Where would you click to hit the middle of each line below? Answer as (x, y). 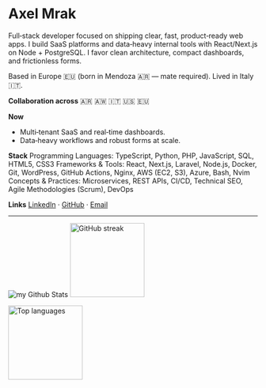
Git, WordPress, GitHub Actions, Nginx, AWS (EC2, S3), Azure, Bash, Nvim (129, 172)
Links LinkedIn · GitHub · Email (58, 204)
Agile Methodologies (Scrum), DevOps (71, 189)
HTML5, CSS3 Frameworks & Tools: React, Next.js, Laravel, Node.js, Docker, (133, 164)
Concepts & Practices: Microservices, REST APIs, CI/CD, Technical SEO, (125, 181)
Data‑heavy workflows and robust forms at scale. (100, 140)
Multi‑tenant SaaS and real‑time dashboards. (93, 132)
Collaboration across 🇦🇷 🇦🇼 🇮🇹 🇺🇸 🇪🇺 (79, 100)
